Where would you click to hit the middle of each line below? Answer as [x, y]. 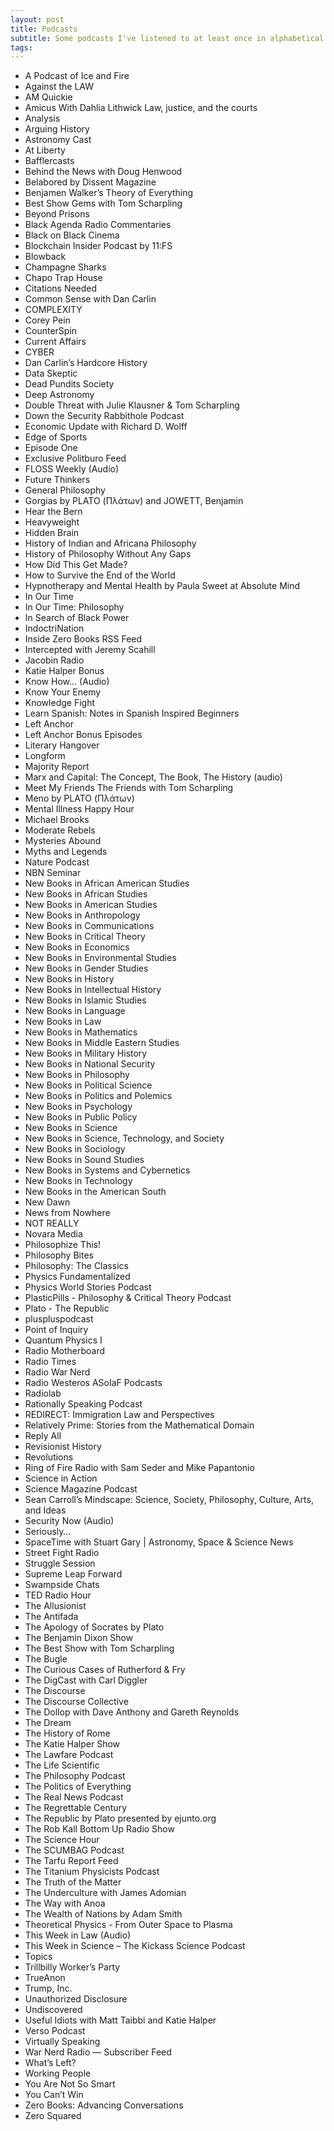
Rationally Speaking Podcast [83, 1404]
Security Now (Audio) [69, 1521]
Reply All [43, 1436]
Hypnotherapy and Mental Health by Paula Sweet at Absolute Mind [162, 586]
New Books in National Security [90, 1064]
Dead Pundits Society [69, 384]
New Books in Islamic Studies [85, 1000]
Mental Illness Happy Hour [79, 809]
